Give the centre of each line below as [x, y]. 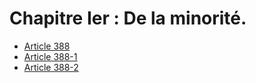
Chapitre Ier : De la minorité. [128, 18]
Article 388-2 [51, 67]
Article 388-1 [50, 56]
